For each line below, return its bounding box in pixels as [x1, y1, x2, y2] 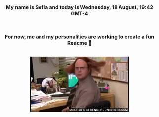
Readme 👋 [67, 40, 92, 47]
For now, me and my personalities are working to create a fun [4, 33, 155, 40]
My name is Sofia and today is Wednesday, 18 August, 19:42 [5, 4, 154, 11]
